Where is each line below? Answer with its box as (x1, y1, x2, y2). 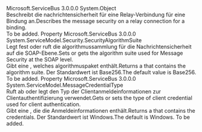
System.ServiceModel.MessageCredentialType (6, 81, 124, 89)
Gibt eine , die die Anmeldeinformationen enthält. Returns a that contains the (6, 107, 195, 114)
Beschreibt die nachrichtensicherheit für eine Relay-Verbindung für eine (6, 11, 186, 18)
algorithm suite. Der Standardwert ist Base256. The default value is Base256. (6, 69, 197, 76)
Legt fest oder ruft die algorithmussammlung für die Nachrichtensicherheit (6, 43, 192, 50)
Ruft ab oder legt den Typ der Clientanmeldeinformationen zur (6, 88, 161, 95)
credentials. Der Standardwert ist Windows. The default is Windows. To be (6, 113, 191, 121)
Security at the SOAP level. (6, 56, 74, 63)
